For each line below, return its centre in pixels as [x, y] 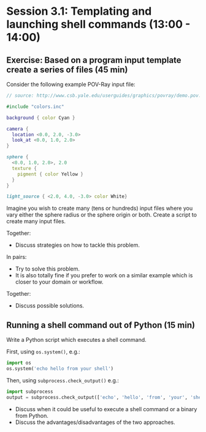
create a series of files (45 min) [67, 70]
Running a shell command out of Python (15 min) [101, 325]
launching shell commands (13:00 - [98, 24]
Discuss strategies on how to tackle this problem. [77, 245]
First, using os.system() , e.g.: [44, 352]
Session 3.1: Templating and [79, 11]
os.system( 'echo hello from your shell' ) [60, 368]
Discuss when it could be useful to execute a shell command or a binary [106, 409]
